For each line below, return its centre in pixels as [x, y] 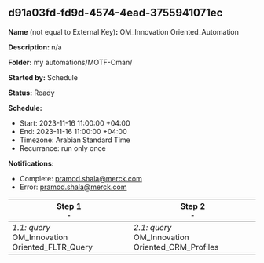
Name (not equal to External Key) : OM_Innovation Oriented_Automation [124, 31]
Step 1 [69, 206]
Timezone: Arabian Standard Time [75, 140]
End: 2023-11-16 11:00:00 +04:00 [73, 131]
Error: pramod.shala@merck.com [73, 187]
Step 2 [193, 206]
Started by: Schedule [43, 77]
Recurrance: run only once [62, 148]
